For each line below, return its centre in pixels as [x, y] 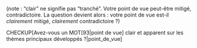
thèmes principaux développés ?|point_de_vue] [64, 39]
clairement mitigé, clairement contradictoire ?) [63, 21]
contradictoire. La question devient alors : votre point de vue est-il [88, 15]
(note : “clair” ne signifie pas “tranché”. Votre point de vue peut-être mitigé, [99, 9]
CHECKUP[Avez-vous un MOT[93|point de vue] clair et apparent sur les [95, 33]
